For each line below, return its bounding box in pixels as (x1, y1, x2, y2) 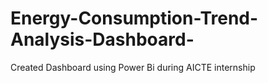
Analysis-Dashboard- (10, 28, 195, 51)
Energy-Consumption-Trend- (10, 7, 259, 30)
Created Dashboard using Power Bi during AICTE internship (10, 61, 256, 73)
